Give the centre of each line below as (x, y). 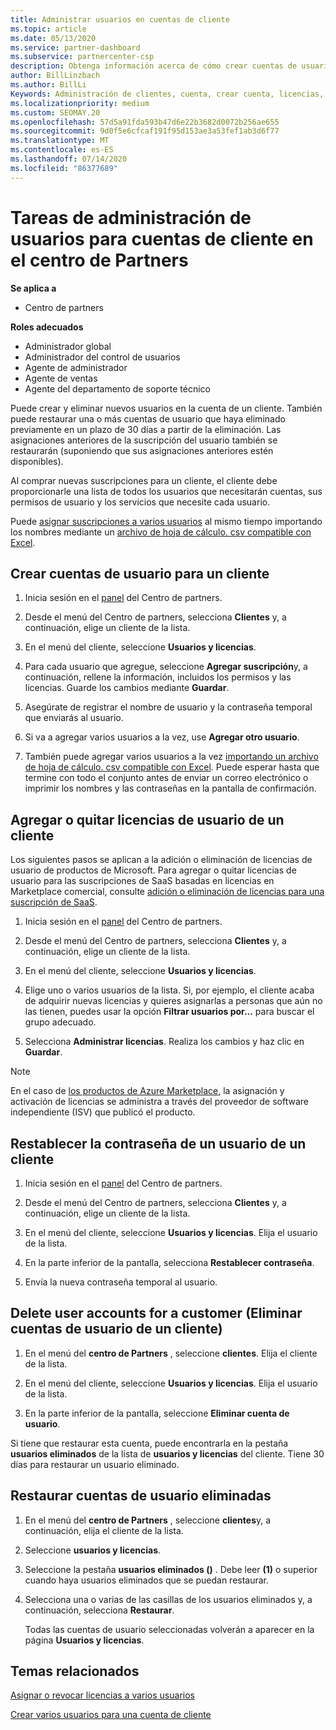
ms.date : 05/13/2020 (53, 38)
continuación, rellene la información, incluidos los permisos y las (158, 677)
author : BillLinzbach (55, 76)
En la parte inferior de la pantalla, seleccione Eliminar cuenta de (157, 1413)
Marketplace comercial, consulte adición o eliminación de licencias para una (167, 892)
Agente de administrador (76, 367)
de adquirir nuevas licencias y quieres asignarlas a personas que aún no (173, 1001)
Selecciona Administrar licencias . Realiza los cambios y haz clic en (164, 1042)
